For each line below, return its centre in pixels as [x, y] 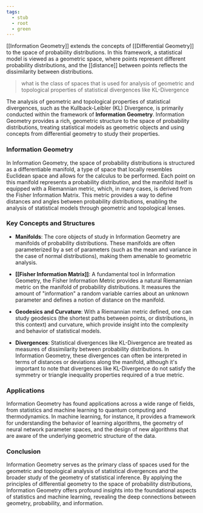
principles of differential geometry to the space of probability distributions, [99, 484]
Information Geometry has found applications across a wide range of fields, [101, 404]
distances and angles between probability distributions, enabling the [92, 201]
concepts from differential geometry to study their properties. [83, 134]
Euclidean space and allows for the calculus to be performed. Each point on [101, 176]
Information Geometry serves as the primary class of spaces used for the [98, 465]
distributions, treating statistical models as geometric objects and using [95, 127]
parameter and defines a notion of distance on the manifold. [90, 300]
